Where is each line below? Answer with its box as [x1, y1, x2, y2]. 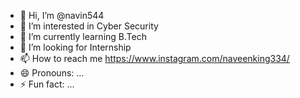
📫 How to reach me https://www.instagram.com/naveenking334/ [19, 53, 290, 64]
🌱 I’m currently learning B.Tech [19, 31, 147, 42]
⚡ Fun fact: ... [19, 78, 75, 90]
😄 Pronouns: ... [19, 67, 85, 79]
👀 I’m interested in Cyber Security [19, 20, 159, 32]
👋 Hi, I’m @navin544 [19, 10, 105, 21]
